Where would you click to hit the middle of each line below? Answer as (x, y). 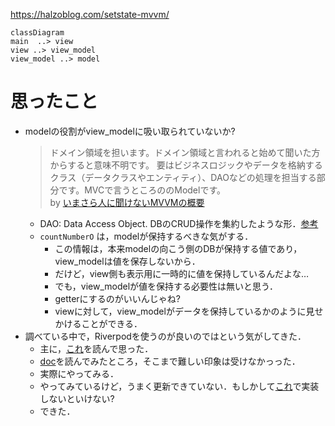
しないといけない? (77, 398)
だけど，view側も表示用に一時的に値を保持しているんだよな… (181, 273)
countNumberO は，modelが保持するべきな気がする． (146, 236)
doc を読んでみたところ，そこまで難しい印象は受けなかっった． (170, 361)
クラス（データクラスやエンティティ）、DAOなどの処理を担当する (183, 177)
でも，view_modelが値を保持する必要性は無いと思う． (166, 286)
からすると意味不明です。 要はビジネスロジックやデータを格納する (186, 165)
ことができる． (112, 323)
